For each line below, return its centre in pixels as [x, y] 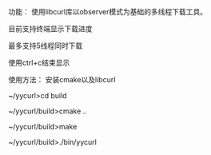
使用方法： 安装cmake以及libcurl [62, 79]
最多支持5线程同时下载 [46, 46]
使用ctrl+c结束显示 [39, 63]
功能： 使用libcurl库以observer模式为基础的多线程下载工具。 [108, 12]
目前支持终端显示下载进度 [50, 29]
